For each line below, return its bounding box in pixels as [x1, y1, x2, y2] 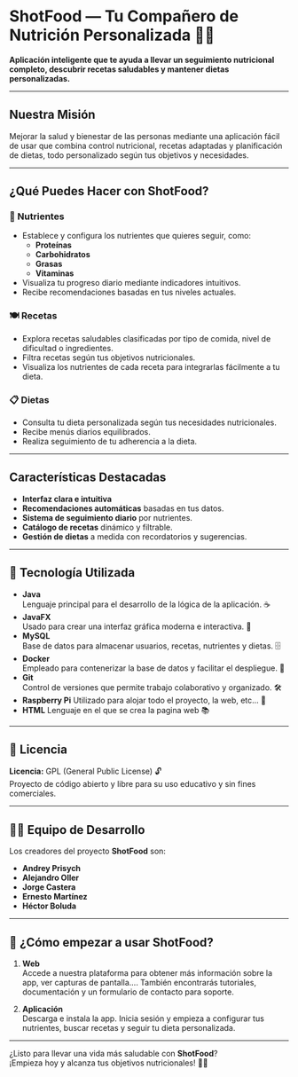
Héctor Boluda [21, 900, 77, 911]
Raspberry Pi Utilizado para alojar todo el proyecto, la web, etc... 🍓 [21, 695, 267, 705]
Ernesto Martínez [21, 892, 88, 902]
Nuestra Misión [9, 107, 96, 122]
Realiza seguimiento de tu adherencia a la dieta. [21, 436, 198, 447]
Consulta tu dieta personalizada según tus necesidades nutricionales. [21, 417, 277, 428]
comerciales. [9, 788, 57, 799]
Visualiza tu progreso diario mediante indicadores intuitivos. [21, 278, 241, 288]
